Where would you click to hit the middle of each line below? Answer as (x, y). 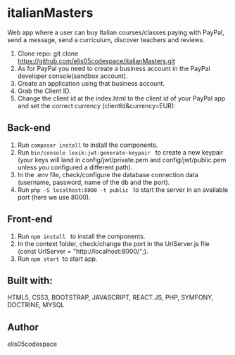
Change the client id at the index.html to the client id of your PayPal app (121, 98)
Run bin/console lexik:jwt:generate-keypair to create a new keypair (120, 152)
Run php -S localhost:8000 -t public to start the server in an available (123, 189)
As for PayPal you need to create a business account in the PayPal (114, 68)
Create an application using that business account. (91, 83)
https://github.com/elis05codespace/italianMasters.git (96, 60)
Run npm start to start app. (57, 259)
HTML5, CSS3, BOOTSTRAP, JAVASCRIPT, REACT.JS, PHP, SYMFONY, (110, 297)
